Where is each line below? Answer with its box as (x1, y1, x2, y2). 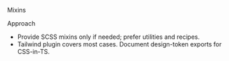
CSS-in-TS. (17, 48, 50, 55)
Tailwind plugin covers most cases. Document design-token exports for (17, 40, 222, 48)
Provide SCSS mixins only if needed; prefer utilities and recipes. (17, 33, 200, 41)
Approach (7, 19, 36, 27)
